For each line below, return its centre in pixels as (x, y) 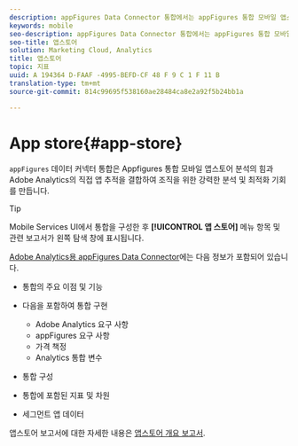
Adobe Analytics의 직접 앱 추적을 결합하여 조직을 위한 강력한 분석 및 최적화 (140, 180)
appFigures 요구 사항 (73, 336)
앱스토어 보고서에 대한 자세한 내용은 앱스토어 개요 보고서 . (107, 433)
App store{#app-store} (96, 143)
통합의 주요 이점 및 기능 (63, 287)
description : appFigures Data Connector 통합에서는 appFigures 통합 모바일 (143, 17)
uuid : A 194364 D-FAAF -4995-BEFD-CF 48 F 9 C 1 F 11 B (114, 75)
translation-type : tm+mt (55, 83)
